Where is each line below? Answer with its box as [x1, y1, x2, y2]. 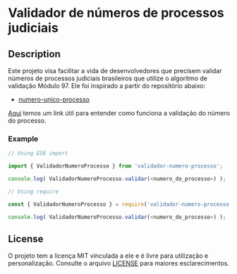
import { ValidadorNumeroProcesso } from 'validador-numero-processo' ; [8, 163, 223, 170]
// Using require [8, 188, 59, 195]
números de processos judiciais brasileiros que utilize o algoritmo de [8, 74, 207, 82]
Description [8, 48, 61, 60]
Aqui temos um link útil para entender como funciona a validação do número [8, 109, 230, 117]
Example [8, 134, 39, 144]
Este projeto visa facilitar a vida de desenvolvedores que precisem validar [8, 67, 223, 75]
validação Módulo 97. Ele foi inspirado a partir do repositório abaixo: [8, 82, 206, 89]
